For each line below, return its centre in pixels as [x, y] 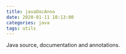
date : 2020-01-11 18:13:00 [40, 17]
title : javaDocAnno [31, 12]
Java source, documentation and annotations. [63, 45]
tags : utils [21, 28]
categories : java [28, 23]
